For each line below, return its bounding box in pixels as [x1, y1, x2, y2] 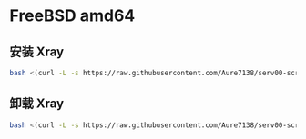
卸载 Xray [9, 96, 65, 112]
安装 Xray [9, 44, 65, 59]
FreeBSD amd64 [9, 5, 136, 26]
